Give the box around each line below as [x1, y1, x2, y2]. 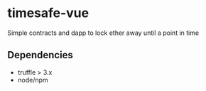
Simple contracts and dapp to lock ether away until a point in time [7, 28, 200, 37]
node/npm [17, 75, 48, 84]
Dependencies [7, 49, 73, 61]
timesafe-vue [7, 5, 90, 21]
